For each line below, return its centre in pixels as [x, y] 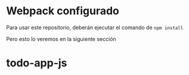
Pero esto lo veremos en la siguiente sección [61, 39]
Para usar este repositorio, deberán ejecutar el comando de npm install [95, 27]
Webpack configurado [63, 11]
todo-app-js [37, 63]
